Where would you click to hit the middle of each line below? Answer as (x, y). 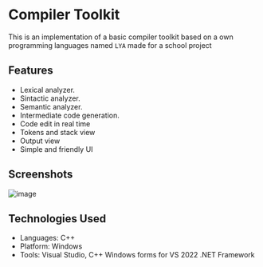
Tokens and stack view (57, 132)
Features (31, 71)
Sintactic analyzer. (50, 98)
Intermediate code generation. (69, 115)
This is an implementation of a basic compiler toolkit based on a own (121, 37)
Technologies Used (57, 219)
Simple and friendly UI (56, 149)
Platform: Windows (51, 246)
